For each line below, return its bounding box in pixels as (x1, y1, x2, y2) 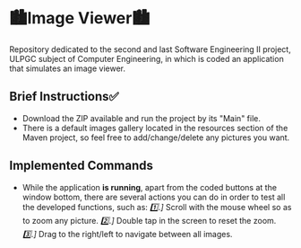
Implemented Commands (9, 158, 154, 173)
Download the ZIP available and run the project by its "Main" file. (21, 112, 262, 123)
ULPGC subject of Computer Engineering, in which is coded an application (9, 53, 284, 64)
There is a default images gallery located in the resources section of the (21, 122, 288, 133)
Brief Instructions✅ (9, 89, 119, 104)
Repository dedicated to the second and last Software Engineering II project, (9, 43, 291, 55)
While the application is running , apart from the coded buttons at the (21, 182, 278, 192)
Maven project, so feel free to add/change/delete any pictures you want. (21, 132, 290, 143)
